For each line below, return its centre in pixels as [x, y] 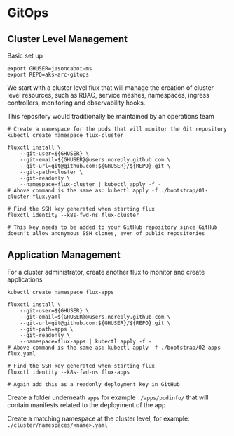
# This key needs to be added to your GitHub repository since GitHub [112, 227]
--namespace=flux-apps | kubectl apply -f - [86, 341]
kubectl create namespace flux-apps [61, 292]
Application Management [64, 255]
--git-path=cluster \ [51, 172]
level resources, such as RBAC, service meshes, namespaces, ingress [109, 95]
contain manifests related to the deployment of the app [87, 404]
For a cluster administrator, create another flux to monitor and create [106, 272]
